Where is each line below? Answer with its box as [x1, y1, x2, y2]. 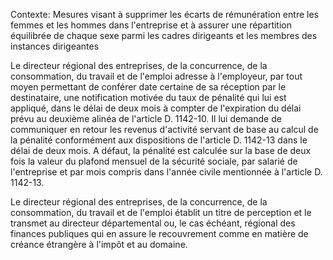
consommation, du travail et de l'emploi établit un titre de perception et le [10, 207, 312, 218]
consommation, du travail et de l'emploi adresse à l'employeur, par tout [10, 70, 303, 82]
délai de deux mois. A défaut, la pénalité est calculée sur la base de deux [10, 145, 312, 156]
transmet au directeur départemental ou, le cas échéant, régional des [10, 217, 296, 229]
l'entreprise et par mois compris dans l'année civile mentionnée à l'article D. [10, 166, 323, 178]
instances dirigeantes [10, 40, 100, 52]
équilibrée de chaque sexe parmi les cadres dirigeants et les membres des [10, 30, 318, 41]
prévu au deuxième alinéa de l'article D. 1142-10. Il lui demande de [10, 113, 282, 124]
